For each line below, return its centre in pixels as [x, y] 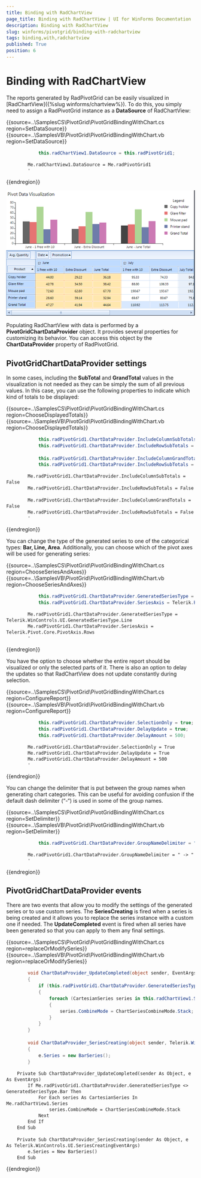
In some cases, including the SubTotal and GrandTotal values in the [90, 378]
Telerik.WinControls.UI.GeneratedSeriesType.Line [69, 621]
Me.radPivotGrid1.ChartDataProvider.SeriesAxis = [91, 627]
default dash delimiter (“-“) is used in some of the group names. [85, 800]
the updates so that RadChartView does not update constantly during [92, 674]
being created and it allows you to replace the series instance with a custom [100, 918]
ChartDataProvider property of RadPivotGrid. [63, 345]
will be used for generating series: [48, 554]
